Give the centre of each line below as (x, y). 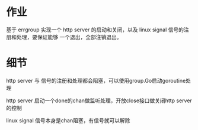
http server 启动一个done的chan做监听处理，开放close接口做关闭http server (99, 100)
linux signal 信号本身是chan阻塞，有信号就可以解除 (68, 120)
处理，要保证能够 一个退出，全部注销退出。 (69, 37)
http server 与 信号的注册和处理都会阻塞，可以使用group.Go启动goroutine (96, 80)
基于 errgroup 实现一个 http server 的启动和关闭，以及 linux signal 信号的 (95, 30)
